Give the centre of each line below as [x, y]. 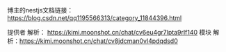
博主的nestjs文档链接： [40, 10]
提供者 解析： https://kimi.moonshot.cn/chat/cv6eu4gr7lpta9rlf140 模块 [110, 32]
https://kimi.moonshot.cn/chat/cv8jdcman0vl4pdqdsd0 [99, 41]
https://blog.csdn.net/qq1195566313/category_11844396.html [95, 18]
